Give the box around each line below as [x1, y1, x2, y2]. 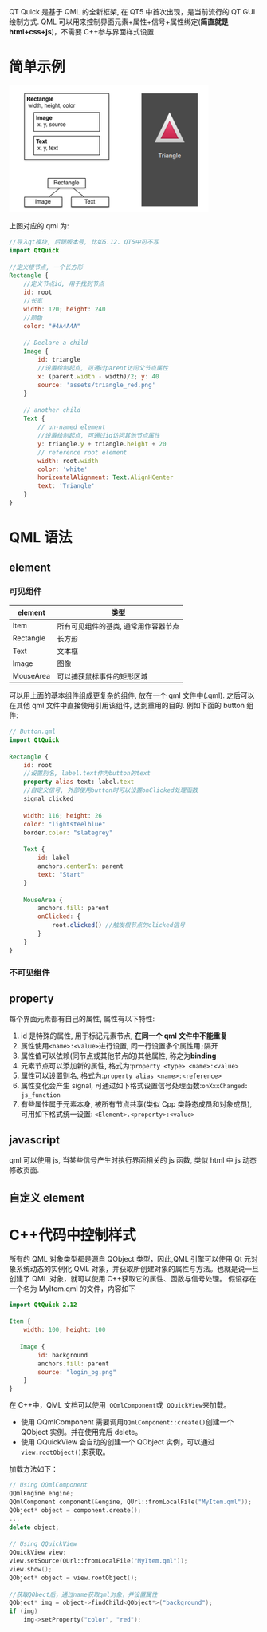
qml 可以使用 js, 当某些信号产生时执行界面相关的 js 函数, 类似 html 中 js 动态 [9, 1155, 257, 1165]
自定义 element [9, 1190, 85, 1204]
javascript [9, 1133, 61, 1147]
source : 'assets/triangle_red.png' [37, 381, 156, 389]
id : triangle [37, 356, 81, 364]
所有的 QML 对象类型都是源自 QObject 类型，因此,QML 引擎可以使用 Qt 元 [9, 1254, 252, 1263]
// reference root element [37, 448, 128, 457]
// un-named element [37, 423, 106, 431]
